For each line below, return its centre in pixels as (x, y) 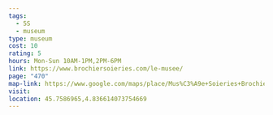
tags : (17, 16)
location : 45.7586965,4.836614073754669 (78, 99)
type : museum (30, 38)
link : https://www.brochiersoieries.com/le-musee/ (96, 69)
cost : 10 (23, 46)
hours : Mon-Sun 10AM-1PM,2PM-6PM (65, 62)
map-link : (25, 83)
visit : (19, 91)
